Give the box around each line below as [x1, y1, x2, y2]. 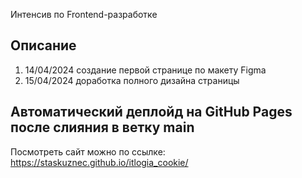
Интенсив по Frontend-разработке [10, 9, 158, 20]
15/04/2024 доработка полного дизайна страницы [24, 74, 240, 86]
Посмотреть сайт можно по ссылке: [10, 145, 166, 158]
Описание [10, 37, 77, 54]
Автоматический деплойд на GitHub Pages [10, 104, 293, 121]
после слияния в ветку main [10, 119, 195, 136]
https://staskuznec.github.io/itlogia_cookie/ [10, 156, 189, 168]
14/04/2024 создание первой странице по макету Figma [24, 64, 267, 76]
